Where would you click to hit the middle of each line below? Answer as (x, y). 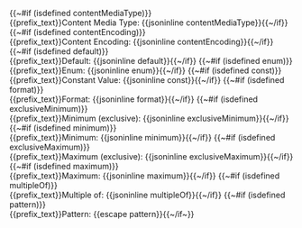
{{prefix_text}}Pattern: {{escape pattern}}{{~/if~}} (102, 214)
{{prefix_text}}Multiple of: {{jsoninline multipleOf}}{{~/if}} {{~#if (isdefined (147, 195)
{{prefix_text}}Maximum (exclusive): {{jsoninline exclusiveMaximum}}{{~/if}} (151, 156)
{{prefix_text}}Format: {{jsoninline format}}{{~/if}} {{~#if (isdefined (134, 99)
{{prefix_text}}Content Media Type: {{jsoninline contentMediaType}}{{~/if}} (149, 23)
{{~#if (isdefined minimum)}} (63, 128)
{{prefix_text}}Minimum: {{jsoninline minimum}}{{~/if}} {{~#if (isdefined (142, 137)
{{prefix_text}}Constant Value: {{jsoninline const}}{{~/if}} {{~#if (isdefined (147, 80)
